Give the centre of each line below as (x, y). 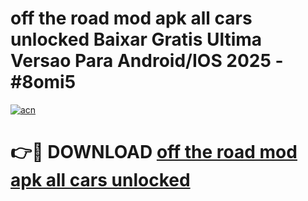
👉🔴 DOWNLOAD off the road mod (154, 152)
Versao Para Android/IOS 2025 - (147, 61)
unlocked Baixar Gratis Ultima (136, 39)
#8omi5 (43, 82)
